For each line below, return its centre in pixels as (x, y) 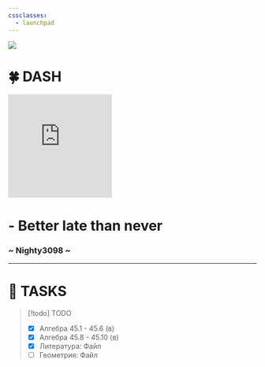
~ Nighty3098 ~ (39, 250)
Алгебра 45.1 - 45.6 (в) (77, 328)
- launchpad (35, 23)
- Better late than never (86, 226)
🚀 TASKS (37, 291)
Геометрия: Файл (69, 355)
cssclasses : (28, 15)
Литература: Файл (70, 346)
